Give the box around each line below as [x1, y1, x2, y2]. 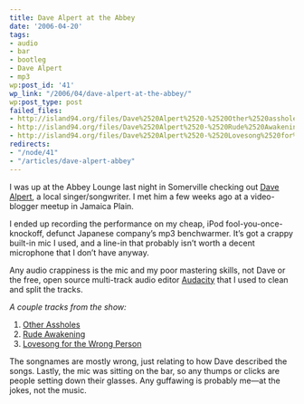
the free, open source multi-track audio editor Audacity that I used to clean [9, 274, 289, 285]
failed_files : [9, 106, 63, 115]
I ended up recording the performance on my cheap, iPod [9, 218, 224, 229]
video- [250, 191, 275, 202]
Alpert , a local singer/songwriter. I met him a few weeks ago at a [9, 191, 249, 202]
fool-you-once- [225, 218, 283, 229]
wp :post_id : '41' [9, 81, 75, 90]
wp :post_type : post [9, 97, 83, 107]
